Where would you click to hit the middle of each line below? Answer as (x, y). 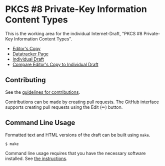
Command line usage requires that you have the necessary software (75, 154)
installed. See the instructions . (36, 159)
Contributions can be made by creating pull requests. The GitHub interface (82, 102)
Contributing (25, 80)
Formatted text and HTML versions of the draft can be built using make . (78, 135)
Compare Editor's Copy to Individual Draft (55, 64)
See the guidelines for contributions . (43, 92)
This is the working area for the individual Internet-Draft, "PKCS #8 (74, 33)
